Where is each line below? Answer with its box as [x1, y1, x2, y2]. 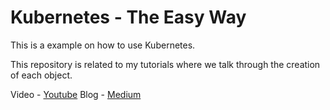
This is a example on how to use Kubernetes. [10, 39, 196, 51]
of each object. [10, 69, 73, 81]
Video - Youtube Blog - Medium [10, 88, 142, 100]
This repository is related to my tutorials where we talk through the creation [10, 58, 321, 70]
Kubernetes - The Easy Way [10, 6, 247, 29]
